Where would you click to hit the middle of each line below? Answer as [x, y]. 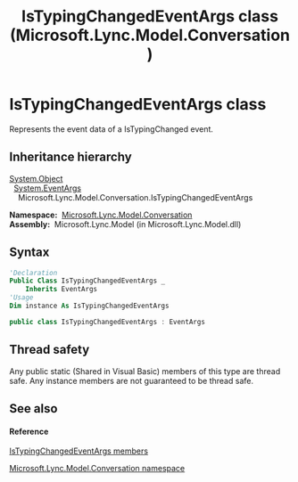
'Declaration [33, 273]
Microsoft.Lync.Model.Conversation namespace [97, 469]
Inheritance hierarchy [70, 157]
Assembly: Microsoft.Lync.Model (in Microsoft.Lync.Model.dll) [125, 224]
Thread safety [50, 350]
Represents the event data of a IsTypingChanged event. [112, 129]
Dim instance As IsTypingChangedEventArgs [89, 306]
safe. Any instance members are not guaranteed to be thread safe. [132, 380]
